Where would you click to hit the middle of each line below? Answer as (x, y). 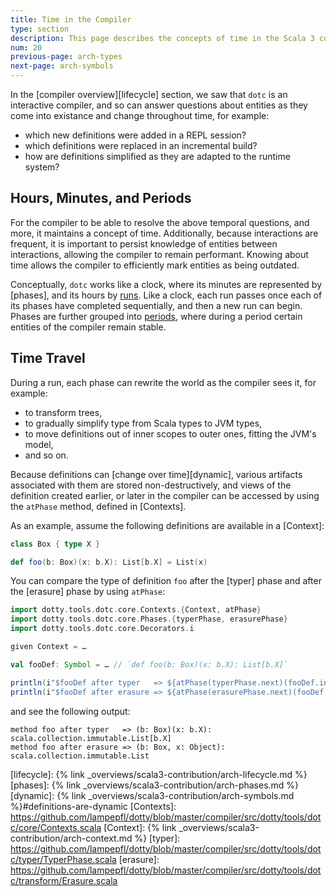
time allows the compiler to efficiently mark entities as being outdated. (155, 265)
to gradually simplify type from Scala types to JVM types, (143, 423)
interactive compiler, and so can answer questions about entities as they (159, 105)
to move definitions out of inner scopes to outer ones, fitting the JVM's (170, 433)
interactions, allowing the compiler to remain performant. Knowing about (159, 254)
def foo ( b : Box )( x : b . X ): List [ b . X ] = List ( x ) (109, 562)
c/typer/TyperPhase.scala (63, 859)
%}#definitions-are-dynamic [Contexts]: (93, 806)
